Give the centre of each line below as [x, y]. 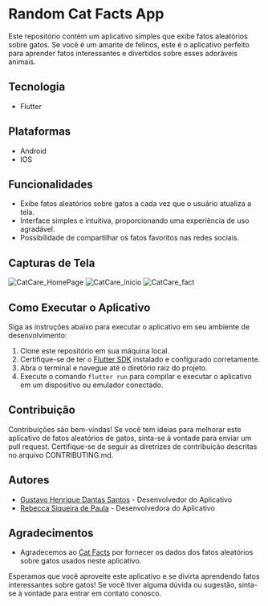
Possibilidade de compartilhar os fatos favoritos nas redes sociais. [130, 238]
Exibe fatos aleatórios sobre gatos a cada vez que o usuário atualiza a [136, 204]
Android [33, 151]
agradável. [37, 229]
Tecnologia [37, 87]
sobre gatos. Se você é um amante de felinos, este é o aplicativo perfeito [129, 44]
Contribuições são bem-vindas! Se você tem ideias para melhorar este [125, 429]
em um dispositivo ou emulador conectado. [91, 385]
